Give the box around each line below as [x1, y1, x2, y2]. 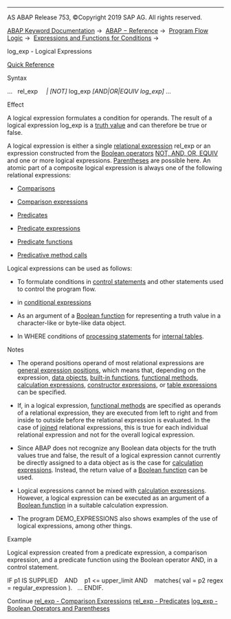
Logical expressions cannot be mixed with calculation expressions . [16, 486, 207, 495]
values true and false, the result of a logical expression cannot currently [16, 451, 221, 459]
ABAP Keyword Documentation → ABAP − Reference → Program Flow [7, 27, 208, 34]
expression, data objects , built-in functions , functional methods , [16, 373, 199, 382]
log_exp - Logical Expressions [7, 47, 92, 55]
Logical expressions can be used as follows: [7, 264, 133, 272]
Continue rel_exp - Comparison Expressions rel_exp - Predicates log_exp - [7, 597, 218, 605]
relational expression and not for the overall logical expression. [16, 431, 195, 439]
